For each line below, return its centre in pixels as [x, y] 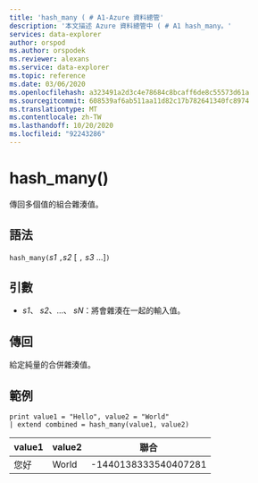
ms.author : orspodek [48, 51]
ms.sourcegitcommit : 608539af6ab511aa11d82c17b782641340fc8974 [129, 101]
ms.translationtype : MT [54, 109]
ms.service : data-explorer [59, 68]
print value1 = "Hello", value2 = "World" [89, 417]
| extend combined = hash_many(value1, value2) [100, 425]
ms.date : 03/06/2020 [48, 84]
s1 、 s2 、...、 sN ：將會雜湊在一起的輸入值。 [104, 310]
